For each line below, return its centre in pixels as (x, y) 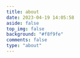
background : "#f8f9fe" (35, 34)
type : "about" (24, 46)
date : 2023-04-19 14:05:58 (40, 18)
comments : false (27, 40)
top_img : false (25, 29)
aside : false (23, 23)
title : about (23, 12)
